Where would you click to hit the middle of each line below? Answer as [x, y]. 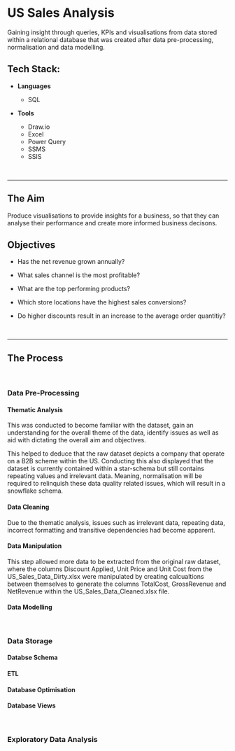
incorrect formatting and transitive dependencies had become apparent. [111, 530]
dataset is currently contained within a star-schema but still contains [106, 469]
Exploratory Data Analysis [52, 739]
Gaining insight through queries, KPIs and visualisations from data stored [112, 32]
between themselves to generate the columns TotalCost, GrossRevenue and [117, 584]
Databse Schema [33, 658]
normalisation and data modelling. [56, 47]
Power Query [47, 141]
